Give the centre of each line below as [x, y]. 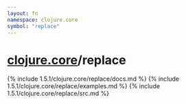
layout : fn [23, 13]
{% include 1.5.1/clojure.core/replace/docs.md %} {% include [93, 79]
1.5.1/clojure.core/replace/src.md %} [58, 94]
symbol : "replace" [33, 26]
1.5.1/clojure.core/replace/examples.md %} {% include [83, 86]
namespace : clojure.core [43, 20]
